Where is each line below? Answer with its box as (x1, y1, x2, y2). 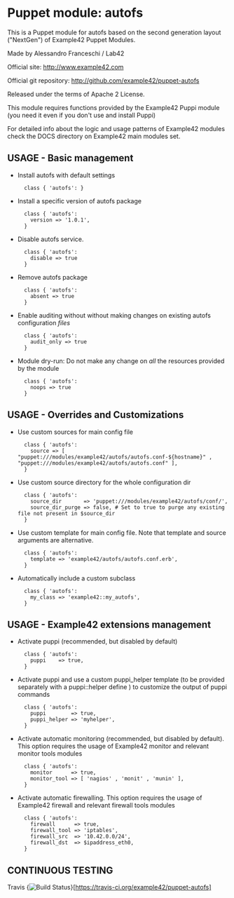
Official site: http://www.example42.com (7, 62, 124, 71)
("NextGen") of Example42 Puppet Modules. (7, 35, 136, 43)
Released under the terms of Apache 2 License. (7, 90, 145, 98)
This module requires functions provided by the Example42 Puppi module (7, 103, 220, 111)
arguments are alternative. (17, 536, 94, 544)
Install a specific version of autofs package (17, 196, 142, 205)
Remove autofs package (17, 273, 88, 281)
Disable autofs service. (17, 235, 84, 243)
